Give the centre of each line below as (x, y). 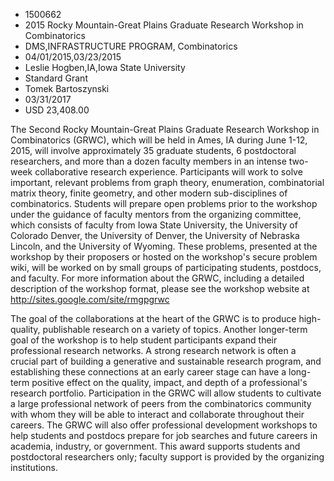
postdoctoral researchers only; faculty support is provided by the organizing (167, 457)
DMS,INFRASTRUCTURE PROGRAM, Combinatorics (131, 46)
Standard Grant (56, 78)
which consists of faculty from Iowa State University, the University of (154, 225)
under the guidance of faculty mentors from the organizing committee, (156, 214)
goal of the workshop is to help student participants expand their (144, 340)
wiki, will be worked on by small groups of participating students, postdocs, (166, 267)
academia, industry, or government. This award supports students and (155, 446)
